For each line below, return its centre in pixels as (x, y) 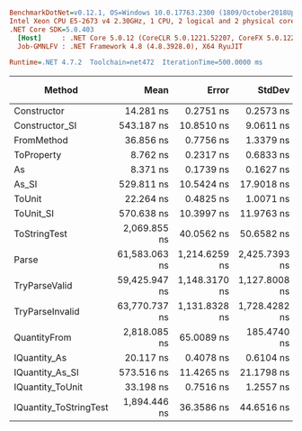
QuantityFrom (43, 337)
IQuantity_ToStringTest (61, 408)
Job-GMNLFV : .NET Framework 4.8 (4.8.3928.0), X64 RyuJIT (130, 46)
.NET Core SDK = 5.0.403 (52, 29)
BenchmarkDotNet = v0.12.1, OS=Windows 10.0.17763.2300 (112, 13)
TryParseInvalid (47, 312)
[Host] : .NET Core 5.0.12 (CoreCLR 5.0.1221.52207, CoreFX (140, 38)
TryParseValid (43, 286)
